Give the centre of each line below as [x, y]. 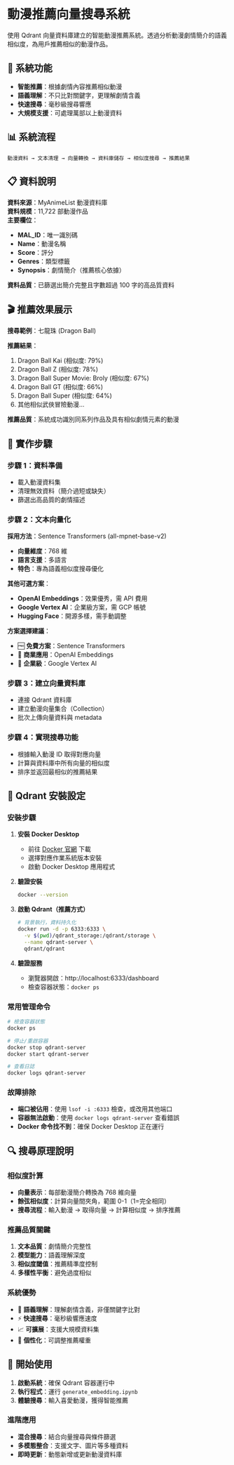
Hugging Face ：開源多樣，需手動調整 [72, 616]
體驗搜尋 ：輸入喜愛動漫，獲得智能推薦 [73, 1400]
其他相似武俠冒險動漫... [51, 405]
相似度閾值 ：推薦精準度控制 [57, 1264]
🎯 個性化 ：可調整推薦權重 [54, 1340]
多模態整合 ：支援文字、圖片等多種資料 [73, 1445]
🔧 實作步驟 [30, 444]
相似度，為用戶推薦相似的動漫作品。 [60, 44]
